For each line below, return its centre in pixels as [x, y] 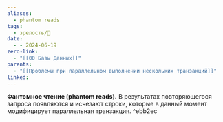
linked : [18, 77]
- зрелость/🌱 [32, 33]
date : [15, 39]
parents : [20, 64]
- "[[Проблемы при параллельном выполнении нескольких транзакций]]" [115, 71]
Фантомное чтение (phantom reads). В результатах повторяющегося [109, 97]
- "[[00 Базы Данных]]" [47, 58]
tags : [15, 26]
